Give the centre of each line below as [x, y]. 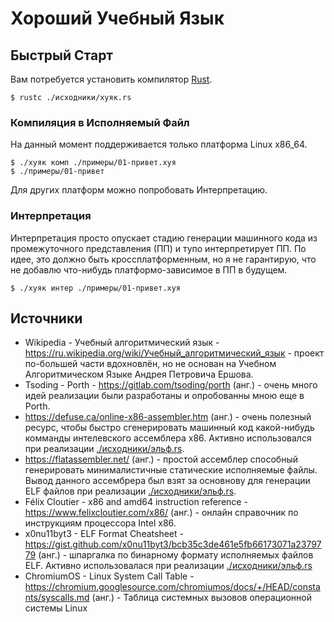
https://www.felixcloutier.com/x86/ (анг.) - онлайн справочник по [161, 513]
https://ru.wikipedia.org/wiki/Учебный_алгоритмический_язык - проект [174, 353]
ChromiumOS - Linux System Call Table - [109, 576]
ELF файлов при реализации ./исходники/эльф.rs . [130, 491]
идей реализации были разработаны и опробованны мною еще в [164, 396]
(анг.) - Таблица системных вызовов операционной [201, 598]
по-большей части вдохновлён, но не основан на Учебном [150, 364]
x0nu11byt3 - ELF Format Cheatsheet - [104, 534]
